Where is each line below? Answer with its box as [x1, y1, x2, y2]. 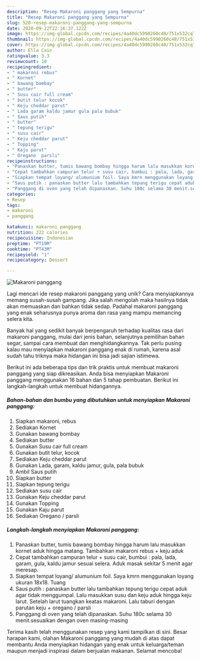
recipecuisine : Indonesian [7, 235, 74, 241]
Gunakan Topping [15, 500, 59, 507]
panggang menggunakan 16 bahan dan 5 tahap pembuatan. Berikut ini [7, 376, 179, 384]
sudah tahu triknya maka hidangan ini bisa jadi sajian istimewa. [7, 352, 160, 360]
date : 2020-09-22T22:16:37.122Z [7, 25, 87, 32]
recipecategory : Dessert [7, 257, 68, 263]
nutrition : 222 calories [7, 230, 68, 235]
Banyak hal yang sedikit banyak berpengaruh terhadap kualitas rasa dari [7, 327, 183, 334]
